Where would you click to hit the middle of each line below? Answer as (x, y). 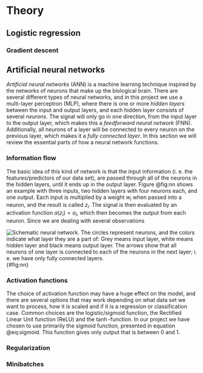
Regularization (28, 348)
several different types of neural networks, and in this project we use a (95, 97)
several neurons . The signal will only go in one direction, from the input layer (101, 116)
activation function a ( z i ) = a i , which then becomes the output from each (96, 213)
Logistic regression (43, 33)
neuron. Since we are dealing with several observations (75, 221)
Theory (25, 11)
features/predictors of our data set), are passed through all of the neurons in (101, 178)
